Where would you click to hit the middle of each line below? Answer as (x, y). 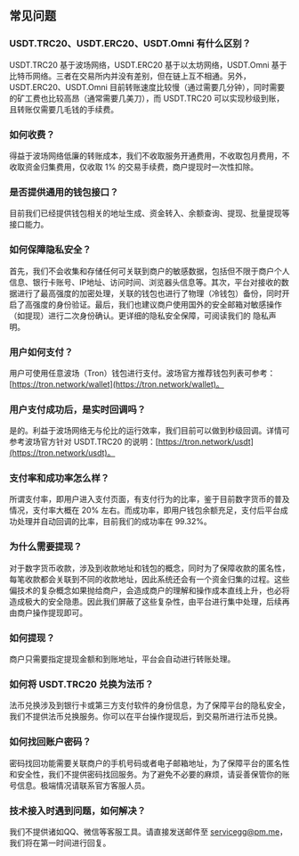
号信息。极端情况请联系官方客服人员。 (79, 785)
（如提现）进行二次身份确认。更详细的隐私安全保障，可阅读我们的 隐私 (139, 316)
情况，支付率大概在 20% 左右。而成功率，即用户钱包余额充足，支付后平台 (145, 510)
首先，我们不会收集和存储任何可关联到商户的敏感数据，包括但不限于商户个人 (149, 271)
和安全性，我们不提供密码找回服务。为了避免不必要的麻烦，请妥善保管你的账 (149, 774)
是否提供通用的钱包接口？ (64, 192)
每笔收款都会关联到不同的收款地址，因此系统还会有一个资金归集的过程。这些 (149, 579)
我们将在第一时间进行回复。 (60, 843)
